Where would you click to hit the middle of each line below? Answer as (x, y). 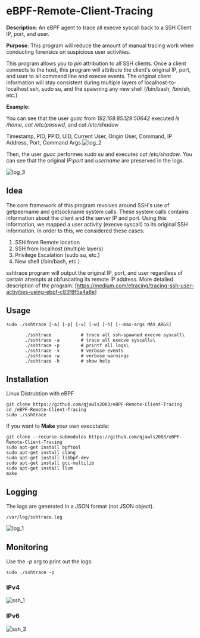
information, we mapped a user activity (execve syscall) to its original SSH (97, 224)
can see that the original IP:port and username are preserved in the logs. (95, 160)
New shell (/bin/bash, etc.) (47, 261)
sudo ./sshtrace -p (30, 572)
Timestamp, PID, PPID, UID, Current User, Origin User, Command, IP (89, 136)
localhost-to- (160, 82)
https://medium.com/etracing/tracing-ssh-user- (135, 286)
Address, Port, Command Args (44, 142)
